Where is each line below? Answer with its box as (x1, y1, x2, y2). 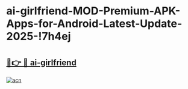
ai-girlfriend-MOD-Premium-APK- (6, 4, 181, 18)
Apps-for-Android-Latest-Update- (6, 17, 183, 30)
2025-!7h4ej (6, 30, 71, 43)
